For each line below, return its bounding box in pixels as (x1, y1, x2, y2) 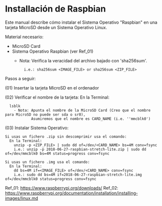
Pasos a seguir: (5, 75, 36, 81)
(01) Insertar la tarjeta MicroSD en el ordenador (5, 85, 99, 90)
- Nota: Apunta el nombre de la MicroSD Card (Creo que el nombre (14, 108, 151, 113)
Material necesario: (5, 34, 44, 40)
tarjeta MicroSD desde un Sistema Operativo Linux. (5, 24, 108, 30)
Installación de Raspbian (5, 3, 106, 15)
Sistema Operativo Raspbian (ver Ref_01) (12, 48, 94, 54)
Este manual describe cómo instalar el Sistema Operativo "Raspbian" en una (5, 19, 158, 25)
